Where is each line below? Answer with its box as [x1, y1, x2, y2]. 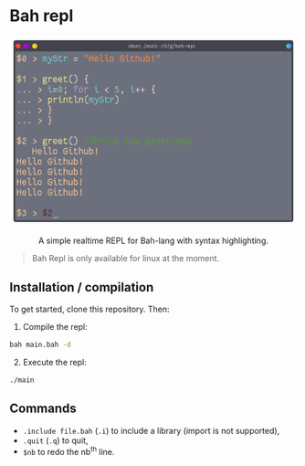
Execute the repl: [22, 357, 87, 368]
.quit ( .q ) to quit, [22, 435, 89, 446]
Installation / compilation [9, 280, 154, 295]
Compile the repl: [22, 322, 89, 333]
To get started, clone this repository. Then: [9, 303, 171, 315]
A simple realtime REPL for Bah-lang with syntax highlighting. [37, 235, 269, 247]
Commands [9, 401, 78, 417]
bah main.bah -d [9, 340, 71, 350]
